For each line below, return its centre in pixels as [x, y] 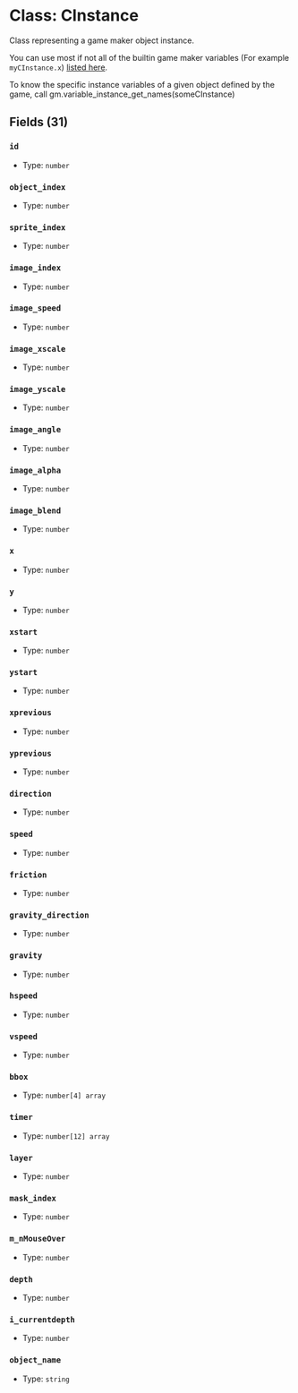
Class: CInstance [74, 16]
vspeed [24, 1036]
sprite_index [38, 227]
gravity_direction [49, 915]
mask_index [33, 1198]
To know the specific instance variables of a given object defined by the [142, 84]
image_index [35, 268]
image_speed [35, 308]
